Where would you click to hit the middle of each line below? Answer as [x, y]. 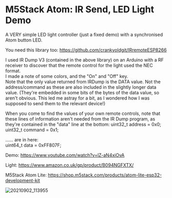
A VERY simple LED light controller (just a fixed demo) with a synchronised [84, 34]
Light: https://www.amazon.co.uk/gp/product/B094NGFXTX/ [70, 165]
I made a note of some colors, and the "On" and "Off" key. [67, 76]
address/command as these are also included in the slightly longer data [81, 87]
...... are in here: [22, 140]
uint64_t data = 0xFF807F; [33, 145]
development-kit [23, 180]
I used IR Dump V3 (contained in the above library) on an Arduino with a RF [85, 60]
